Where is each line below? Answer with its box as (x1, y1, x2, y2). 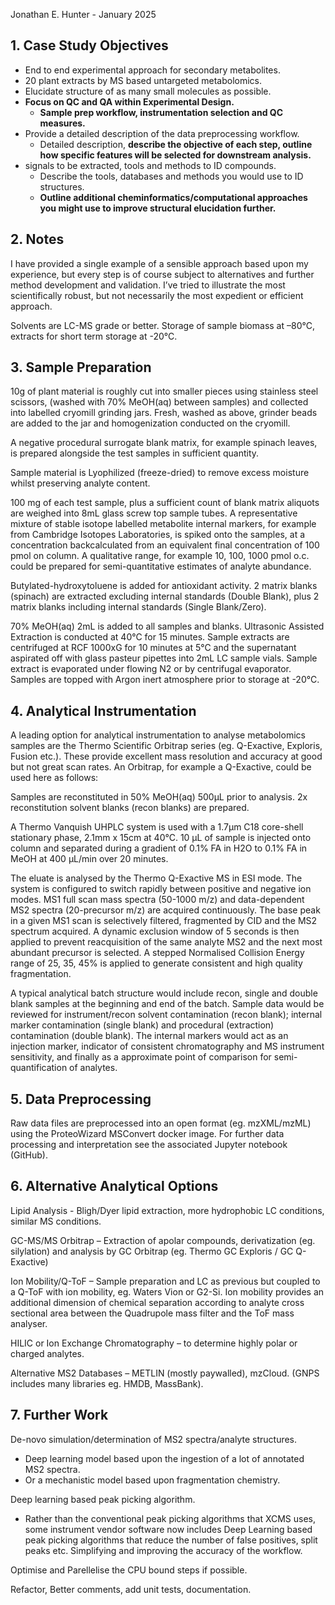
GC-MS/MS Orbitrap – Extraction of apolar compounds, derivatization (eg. (10, 1234, 316, 1246)
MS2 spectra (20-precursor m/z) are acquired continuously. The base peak (10, 904, 321, 916)
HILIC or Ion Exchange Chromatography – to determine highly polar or (10, 1337, 298, 1349)
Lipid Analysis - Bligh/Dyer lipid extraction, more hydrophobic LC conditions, (10, 1204, 325, 1216)
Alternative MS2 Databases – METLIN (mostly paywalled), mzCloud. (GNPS (10, 1367, 320, 1379)
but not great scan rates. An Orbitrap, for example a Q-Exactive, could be (10, 761, 312, 773)
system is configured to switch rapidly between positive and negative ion (10, 883, 312, 895)
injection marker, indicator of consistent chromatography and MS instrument (10, 1040, 325, 1053)
